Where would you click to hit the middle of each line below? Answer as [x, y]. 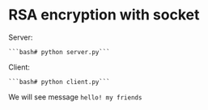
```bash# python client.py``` [59, 82]
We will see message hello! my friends [75, 97]
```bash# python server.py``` [59, 52]
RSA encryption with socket [104, 15]
